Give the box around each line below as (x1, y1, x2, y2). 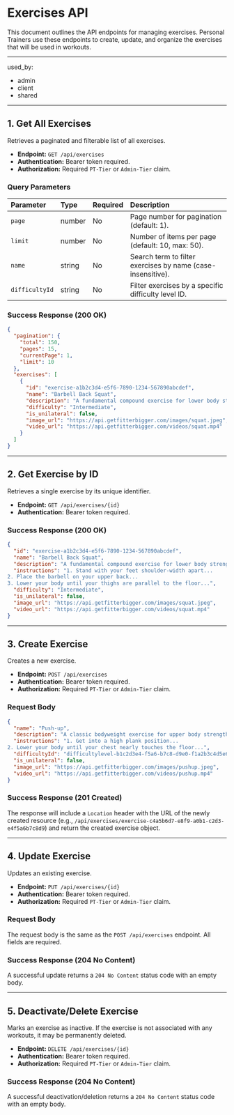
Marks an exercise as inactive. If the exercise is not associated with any (7, 1023, 212, 1032)
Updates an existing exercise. (7, 869, 92, 877)
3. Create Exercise (7, 638, 88, 649)
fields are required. (7, 937, 62, 946)
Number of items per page (130, 232, 217, 242)
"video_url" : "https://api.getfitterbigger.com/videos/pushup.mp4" (13, 770, 214, 777)
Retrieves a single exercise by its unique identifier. (7, 486, 151, 495)
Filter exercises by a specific (130, 281, 224, 291)
